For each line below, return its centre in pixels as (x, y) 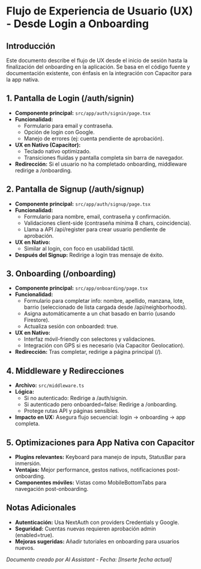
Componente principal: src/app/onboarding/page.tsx (81, 288)
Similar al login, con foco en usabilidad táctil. (79, 248)
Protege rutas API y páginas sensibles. (71, 411)
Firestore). (37, 320)
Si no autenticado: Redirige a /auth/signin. (76, 398)
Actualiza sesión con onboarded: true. (71, 326)
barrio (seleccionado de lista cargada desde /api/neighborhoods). (105, 307)
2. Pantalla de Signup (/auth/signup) (75, 190)
